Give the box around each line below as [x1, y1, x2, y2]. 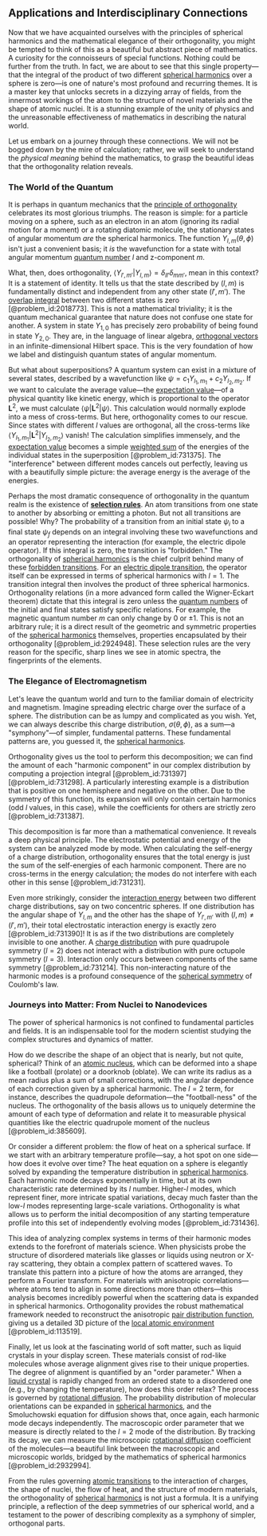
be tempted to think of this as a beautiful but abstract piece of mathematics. [8, 44, 257, 54]
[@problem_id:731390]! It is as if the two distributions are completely [8, 928, 234, 938]
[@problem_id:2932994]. [8, 1460, 92, 1470]
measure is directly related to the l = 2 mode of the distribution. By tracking [8, 1427, 256, 1436]
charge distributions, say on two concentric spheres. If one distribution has [8, 901, 255, 911]
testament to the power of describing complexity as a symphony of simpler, [8, 1510, 257, 1519]
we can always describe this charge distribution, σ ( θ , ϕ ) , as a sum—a [8, 719, 235, 729]
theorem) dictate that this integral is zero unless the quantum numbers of [8, 597, 249, 606]
